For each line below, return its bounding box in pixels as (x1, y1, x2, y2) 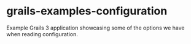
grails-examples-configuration (6, 4, 168, 18)
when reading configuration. (6, 30, 78, 37)
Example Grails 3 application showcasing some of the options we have (6, 24, 185, 31)
